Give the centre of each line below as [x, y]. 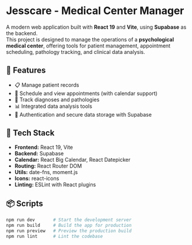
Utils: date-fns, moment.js [46, 172]
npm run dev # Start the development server [69, 220]
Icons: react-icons [37, 178]
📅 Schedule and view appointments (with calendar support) [86, 93]
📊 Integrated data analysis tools [53, 106]
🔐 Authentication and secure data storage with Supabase [83, 114]
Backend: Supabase [39, 153]
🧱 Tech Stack [30, 133]
